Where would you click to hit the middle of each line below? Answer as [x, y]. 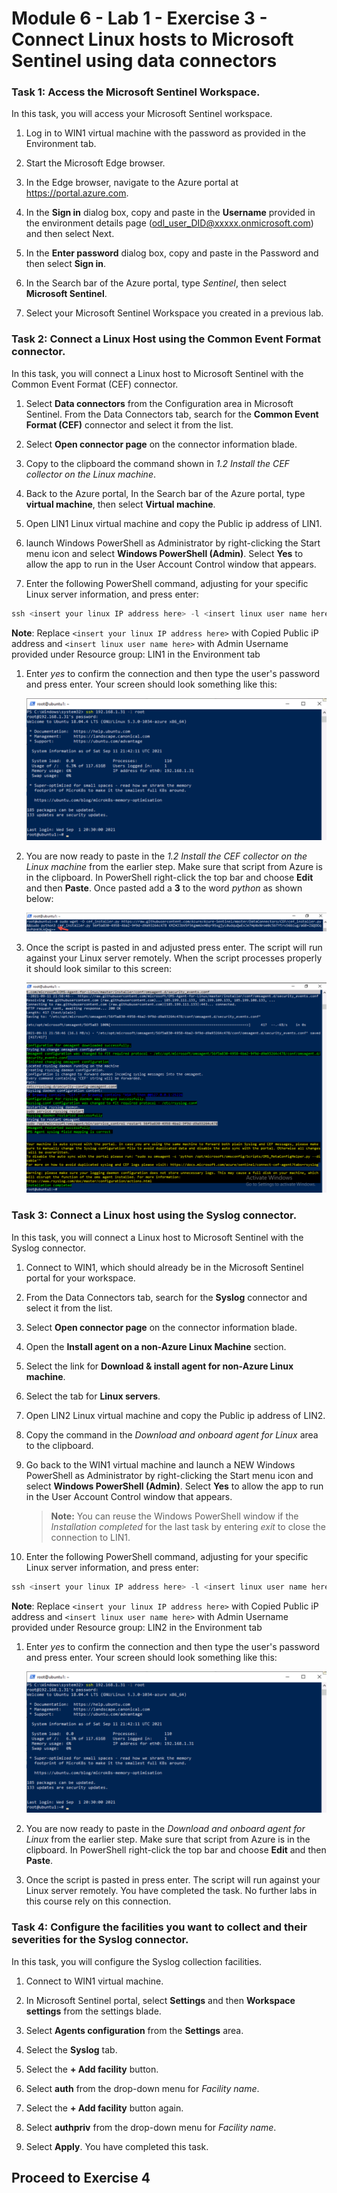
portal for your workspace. [80, 1278]
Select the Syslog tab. [71, 2049]
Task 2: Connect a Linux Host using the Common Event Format [166, 339]
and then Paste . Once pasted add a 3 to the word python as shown [164, 888]
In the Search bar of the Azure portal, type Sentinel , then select [156, 283]
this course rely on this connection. [98, 1901]
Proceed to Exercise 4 [81, 2178]
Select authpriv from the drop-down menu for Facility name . [151, 2127]
